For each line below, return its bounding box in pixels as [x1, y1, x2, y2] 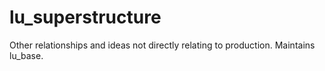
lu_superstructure [9, 6, 162, 29]
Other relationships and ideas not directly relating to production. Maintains [9, 39, 316, 51]
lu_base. [9, 49, 44, 61]
